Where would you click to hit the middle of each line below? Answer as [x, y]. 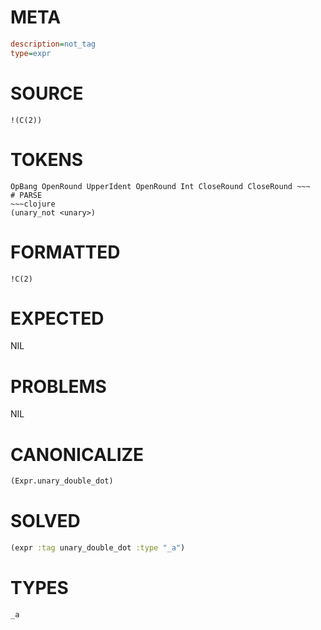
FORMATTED [65, 252]
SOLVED [45, 521]
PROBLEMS [58, 386]
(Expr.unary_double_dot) [62, 481]
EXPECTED [57, 318]
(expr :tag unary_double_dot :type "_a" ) [98, 548]
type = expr [31, 53]
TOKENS [47, 159]
